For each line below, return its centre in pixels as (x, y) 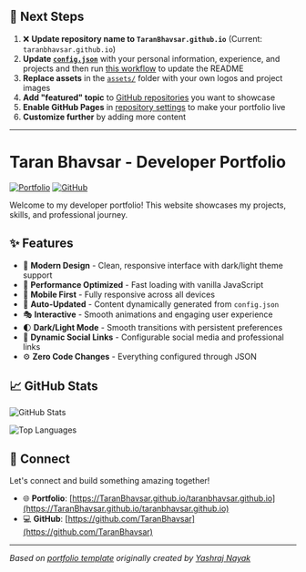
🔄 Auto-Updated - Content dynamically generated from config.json (151, 304)
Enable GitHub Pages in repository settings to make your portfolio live (154, 107)
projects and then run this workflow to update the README (133, 68)
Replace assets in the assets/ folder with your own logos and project (153, 77)
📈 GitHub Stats (54, 386)
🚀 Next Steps (47, 17)
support (37, 275)
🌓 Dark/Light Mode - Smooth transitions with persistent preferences (153, 327)
